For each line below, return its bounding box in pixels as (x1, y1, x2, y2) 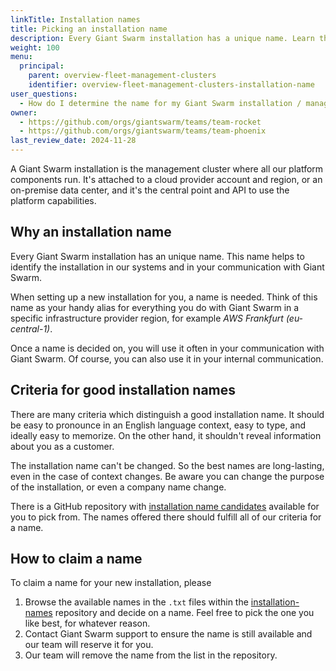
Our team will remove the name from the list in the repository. (24, 649, 278, 661)
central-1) (10, 322, 51, 335)
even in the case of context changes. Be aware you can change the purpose (10, 470, 325, 482)
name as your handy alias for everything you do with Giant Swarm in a (10, 301, 300, 313)
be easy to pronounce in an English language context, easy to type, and (10, 419, 307, 431)
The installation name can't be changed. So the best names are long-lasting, (10, 459, 325, 471)
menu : (10, 52, 33, 62)
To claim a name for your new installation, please (10, 577, 212, 589)
